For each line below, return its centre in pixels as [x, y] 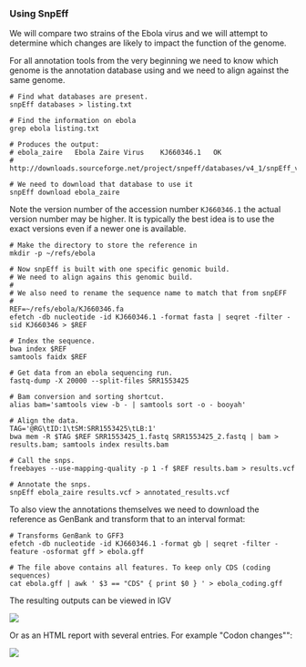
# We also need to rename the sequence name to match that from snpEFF [148, 293]
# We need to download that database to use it [102, 185]
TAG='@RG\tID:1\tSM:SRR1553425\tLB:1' [83, 429]
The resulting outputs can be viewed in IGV [90, 600]
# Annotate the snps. [51, 485]
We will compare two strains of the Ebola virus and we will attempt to [139, 34]
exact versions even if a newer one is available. [98, 229]
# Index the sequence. [52, 341]
